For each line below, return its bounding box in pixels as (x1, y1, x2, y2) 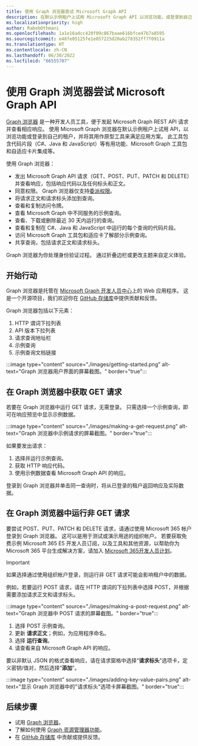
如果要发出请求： (6, 443, 48, 450)
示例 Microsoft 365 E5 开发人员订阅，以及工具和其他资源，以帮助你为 (11, 540, 180, 547)
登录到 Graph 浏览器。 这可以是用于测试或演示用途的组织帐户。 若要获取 (6, 532, 182, 539)
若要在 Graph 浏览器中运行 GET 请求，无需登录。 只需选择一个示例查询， (6, 404, 184, 411)
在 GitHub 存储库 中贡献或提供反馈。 (14, 733, 104, 740)
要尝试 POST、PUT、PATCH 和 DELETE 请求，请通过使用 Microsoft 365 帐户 (6, 525, 192, 532)
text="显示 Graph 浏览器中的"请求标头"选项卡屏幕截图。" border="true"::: (6, 683, 184, 690)
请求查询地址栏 (14, 334, 51, 342)
